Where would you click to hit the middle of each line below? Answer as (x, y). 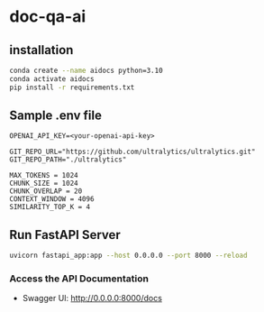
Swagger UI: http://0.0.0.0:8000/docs (92, 298)
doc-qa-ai (48, 17)
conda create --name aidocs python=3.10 (86, 70)
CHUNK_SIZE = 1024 (44, 184)
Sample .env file (55, 116)
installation (41, 50)
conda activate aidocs (52, 78)
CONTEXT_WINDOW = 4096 (52, 199)
